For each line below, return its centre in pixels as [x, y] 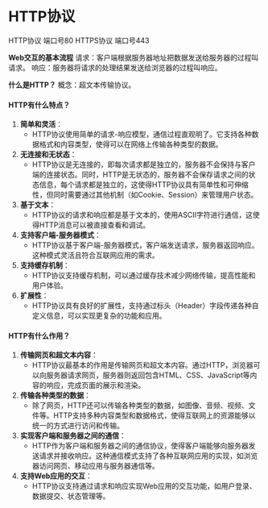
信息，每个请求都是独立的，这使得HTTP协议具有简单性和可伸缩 [144, 185]
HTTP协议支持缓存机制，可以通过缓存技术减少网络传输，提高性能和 [144, 276]
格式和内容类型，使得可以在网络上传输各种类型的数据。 [131, 144]
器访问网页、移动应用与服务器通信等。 [95, 466]
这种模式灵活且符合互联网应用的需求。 [95, 256]
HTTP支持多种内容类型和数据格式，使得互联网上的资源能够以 [155, 415]
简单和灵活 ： [41, 124]
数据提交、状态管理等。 [71, 496]
